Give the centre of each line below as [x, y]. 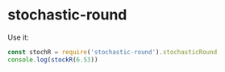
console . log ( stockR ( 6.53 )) [53, 59]
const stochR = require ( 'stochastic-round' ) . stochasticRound [112, 52]
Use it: [18, 37]
